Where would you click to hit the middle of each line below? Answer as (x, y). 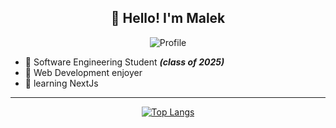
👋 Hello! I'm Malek (168, 18)
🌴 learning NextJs (61, 83)
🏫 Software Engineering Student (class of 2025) (124, 62)
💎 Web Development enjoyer (83, 72)
